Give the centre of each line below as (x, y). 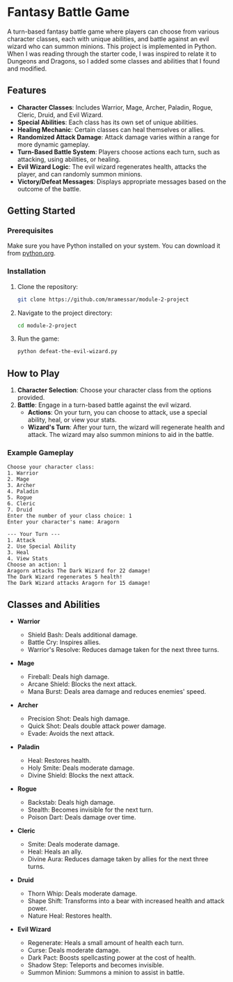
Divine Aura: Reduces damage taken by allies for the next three (118, 859)
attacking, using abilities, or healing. (69, 159)
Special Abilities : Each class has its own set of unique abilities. (107, 122)
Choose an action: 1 (37, 565)
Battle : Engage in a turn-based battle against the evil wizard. (104, 405)
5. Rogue (20, 498)
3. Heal (18, 553)
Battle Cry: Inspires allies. (64, 642)
